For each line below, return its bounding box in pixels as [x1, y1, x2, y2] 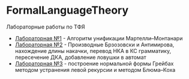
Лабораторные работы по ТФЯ [6, 23, 85, 30]
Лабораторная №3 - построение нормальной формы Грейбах [14, 60, 174, 67]
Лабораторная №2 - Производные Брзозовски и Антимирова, [14, 41, 175, 48]
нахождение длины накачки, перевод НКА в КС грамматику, [14, 47, 172, 54]
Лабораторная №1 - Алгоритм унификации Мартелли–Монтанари [14, 34, 183, 42]
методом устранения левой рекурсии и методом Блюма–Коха [14, 66, 176, 73]
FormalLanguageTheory [6, 4, 129, 17]
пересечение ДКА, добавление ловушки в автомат [14, 53, 147, 61]
